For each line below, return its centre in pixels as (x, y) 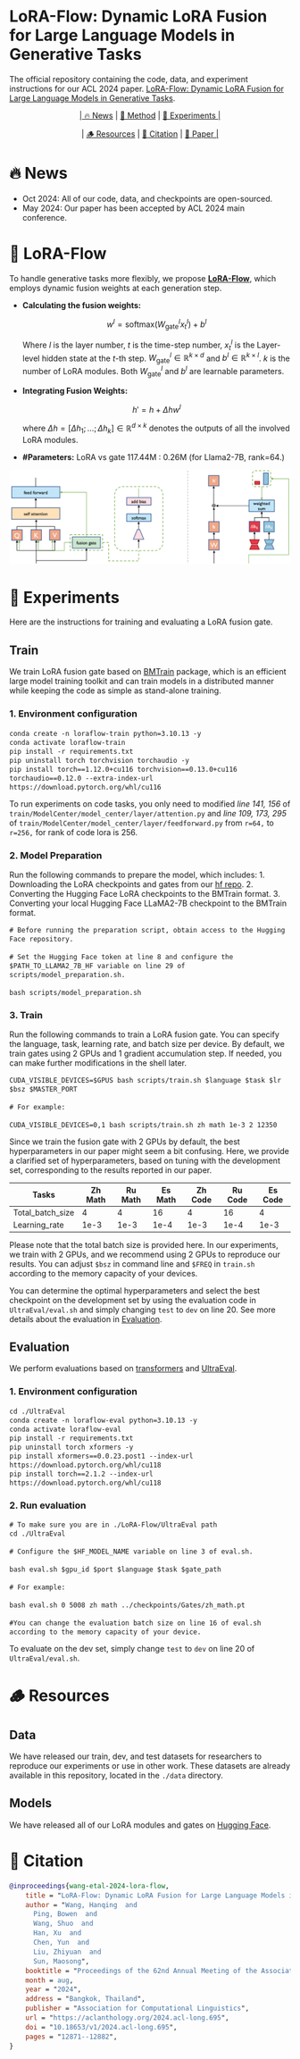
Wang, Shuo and (63, 1924)
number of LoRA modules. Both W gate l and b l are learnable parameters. (153, 372)
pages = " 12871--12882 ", (71, 2037)
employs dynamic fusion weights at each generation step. (116, 288)
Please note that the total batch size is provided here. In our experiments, (144, 1244)
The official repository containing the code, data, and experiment (129, 79)
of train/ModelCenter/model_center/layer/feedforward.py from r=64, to (142, 823)
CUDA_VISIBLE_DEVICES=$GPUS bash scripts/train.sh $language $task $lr (145, 1081)
